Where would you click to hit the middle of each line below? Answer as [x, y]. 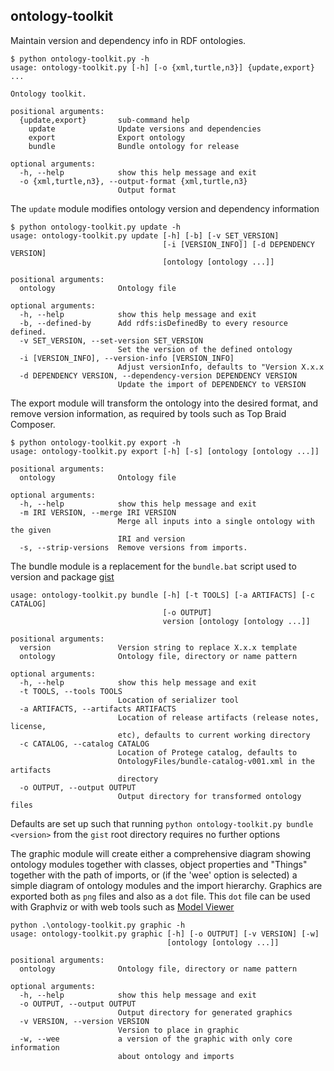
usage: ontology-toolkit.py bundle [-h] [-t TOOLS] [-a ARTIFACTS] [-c [162, 595]
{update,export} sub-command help [104, 120]
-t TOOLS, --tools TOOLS [71, 691]
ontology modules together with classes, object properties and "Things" [159, 864]
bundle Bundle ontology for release [134, 146]
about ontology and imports [176, 1056]
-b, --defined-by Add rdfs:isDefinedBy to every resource [153, 323]
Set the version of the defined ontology [205, 349]
